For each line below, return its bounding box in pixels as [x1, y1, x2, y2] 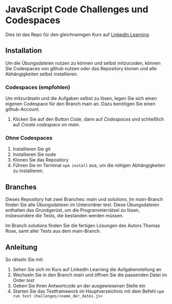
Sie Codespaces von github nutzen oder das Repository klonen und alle [5, 65, 157, 71]
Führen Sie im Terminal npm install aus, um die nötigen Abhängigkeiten [12, 163, 165, 169]
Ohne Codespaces [5, 134, 53, 141]
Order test [12, 277, 34, 283]
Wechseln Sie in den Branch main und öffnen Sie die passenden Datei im [12, 272, 167, 278]
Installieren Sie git [12, 146, 51, 152]
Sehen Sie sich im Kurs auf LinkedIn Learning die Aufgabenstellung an [12, 266, 162, 272]
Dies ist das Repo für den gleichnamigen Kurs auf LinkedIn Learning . [5, 31, 150, 37]
